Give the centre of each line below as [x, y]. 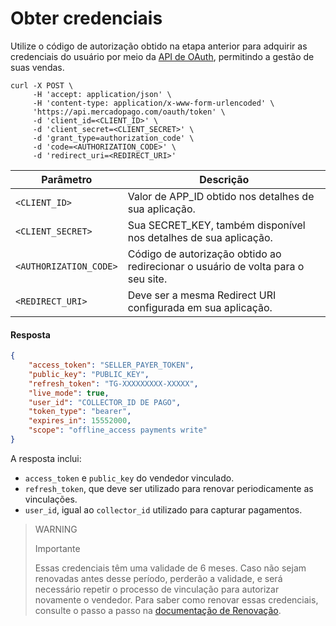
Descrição [224, 179]
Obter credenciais [86, 18]
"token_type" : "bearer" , [80, 412]
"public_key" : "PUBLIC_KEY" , [89, 374]
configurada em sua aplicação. [200, 307]
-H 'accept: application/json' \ [102, 94]
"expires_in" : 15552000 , [80, 421]
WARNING [56, 529]
